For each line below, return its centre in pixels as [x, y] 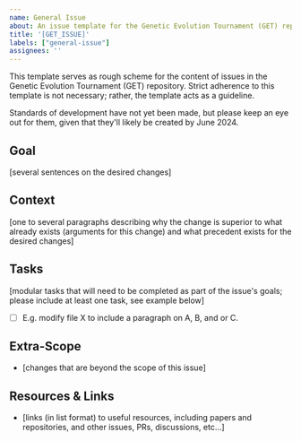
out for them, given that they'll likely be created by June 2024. [124, 123]
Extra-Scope [45, 346]
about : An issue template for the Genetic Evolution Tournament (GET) [144, 26]
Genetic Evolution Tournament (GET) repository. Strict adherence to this [142, 86]
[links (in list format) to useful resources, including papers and [137, 418]
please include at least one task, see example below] [107, 300]
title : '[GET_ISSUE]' [50, 34]
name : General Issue [48, 17]
